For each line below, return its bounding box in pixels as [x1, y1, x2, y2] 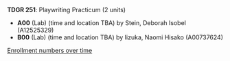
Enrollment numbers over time [7, 47, 93, 54]
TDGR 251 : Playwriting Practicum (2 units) [7, 6, 126, 14]
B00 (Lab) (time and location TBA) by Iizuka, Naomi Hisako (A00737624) [16, 33, 224, 41]
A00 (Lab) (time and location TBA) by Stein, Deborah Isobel [16, 19, 187, 26]
